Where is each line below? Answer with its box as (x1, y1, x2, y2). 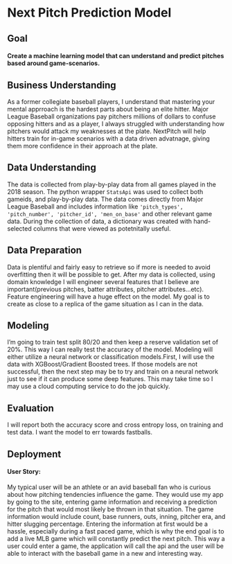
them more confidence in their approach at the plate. (7, 141, 158, 150)
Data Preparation (7, 245, 82, 256)
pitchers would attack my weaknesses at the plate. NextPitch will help (7, 127, 206, 135)
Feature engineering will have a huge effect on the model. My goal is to (7, 292, 210, 301)
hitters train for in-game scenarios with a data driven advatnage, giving (7, 134, 210, 143)
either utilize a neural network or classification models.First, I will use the (7, 353, 215, 361)
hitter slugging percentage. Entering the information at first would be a (7, 520, 208, 528)
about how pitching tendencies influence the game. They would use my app (7, 490, 224, 498)
